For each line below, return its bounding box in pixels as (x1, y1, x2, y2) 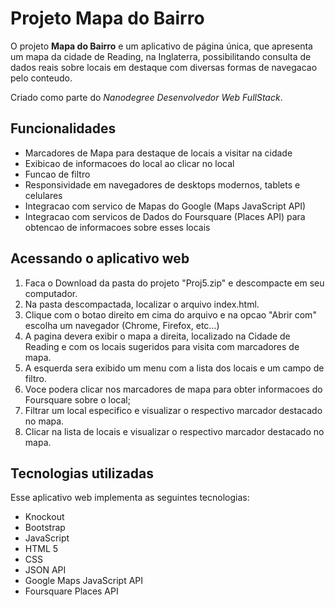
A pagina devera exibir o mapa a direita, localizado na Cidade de (24, 330, 291, 342)
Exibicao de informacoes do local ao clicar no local (24, 157, 235, 169)
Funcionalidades (10, 120, 117, 137)
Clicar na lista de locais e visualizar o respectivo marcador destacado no (24, 425, 325, 437)
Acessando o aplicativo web (10, 250, 190, 267)
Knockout (24, 511, 65, 523)
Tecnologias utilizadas (10, 465, 154, 482)
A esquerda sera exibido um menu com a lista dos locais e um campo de (24, 362, 325, 374)
